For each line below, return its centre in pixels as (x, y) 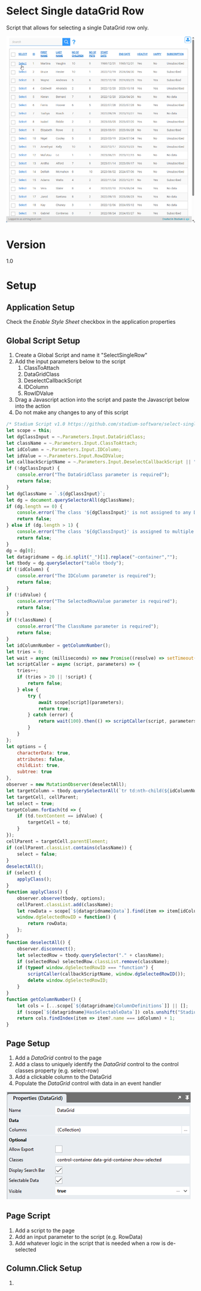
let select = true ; (31, 803)
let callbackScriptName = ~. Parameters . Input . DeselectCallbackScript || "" (103, 462)
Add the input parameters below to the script (70, 361)
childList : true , (39, 765)
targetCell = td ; (49, 822)
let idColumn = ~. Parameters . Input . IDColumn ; (64, 450)
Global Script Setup (43, 341)
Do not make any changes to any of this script (71, 412)
